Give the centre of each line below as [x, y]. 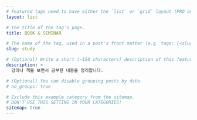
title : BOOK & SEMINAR [34, 33]
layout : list [22, 17]
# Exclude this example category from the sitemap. [70, 97]
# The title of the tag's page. [45, 28]
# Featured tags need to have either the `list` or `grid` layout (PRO [95, 11]
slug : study [21, 49]
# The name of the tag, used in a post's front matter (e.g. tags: [90, 44]
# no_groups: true [28, 86]
